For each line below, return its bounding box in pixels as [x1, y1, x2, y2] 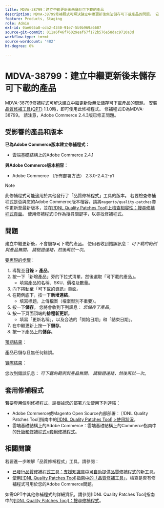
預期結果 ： [5, 339, 27, 345]
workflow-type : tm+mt [5, 35, 49, 40]
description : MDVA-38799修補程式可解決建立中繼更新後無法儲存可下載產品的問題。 [5, 12, 154, 17]
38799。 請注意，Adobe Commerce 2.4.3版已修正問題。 [5, 112, 119, 118]
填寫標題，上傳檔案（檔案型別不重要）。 [19, 298, 99, 304]
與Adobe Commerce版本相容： [5, 162, 68, 168]
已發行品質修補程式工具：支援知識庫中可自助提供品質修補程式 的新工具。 [12, 468, 158, 475]
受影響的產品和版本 [5, 128, 63, 136]
